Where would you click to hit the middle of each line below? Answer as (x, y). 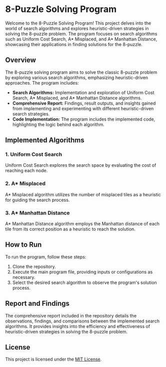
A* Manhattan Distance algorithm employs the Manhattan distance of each (82, 224)
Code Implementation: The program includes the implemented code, (84, 119)
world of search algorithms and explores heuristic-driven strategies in (77, 28)
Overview (21, 60)
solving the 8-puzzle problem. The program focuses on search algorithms (81, 34)
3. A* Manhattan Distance (37, 213)
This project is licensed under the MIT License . (53, 359)
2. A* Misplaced (25, 184)
